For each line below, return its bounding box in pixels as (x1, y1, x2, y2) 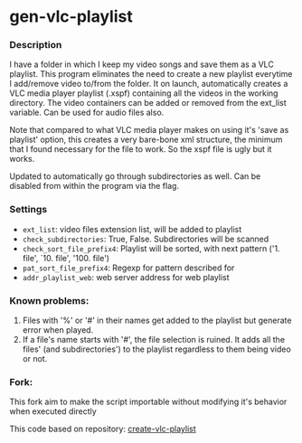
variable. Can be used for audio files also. (9, 107, 165, 118)
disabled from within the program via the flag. (9, 181, 179, 192)
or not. (22, 353, 48, 364)
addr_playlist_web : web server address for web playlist (22, 271, 230, 282)
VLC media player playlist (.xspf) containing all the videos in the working (9, 88, 278, 99)
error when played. (22, 325, 94, 335)
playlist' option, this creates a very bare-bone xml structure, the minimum (9, 134, 283, 146)
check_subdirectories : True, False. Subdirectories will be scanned (22, 233, 269, 244)
